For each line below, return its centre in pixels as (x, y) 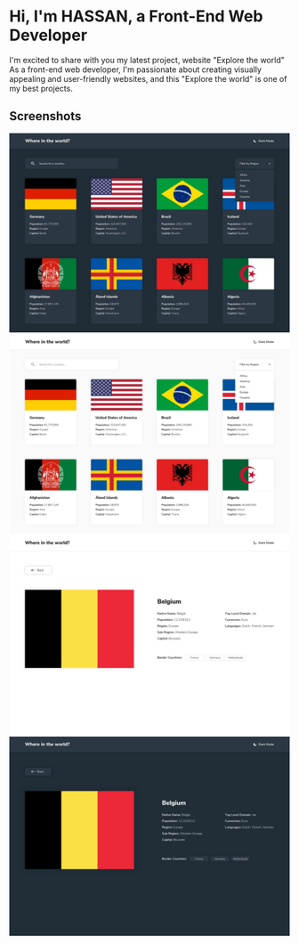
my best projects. (41, 88)
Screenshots (45, 116)
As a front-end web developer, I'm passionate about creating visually (136, 69)
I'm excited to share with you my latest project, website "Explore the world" (147, 60)
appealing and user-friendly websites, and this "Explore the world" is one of (148, 78)
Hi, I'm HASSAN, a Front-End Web (136, 16)
